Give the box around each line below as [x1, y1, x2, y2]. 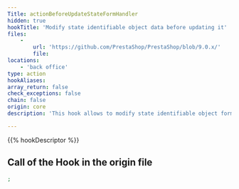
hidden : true [7, 17, 46, 24]
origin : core [7, 103, 46, 111]
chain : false [7, 97, 46, 104]
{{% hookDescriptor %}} [7, 136, 80, 144]
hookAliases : [7, 76, 46, 84]
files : [7, 30, 27, 38]
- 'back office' [20, 63, 69, 71]
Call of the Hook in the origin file [7, 156, 153, 168]
